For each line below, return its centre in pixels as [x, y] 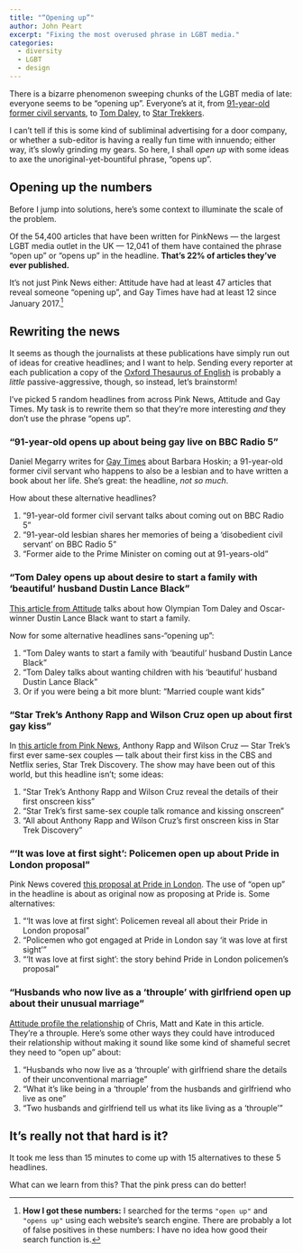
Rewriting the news [64, 332]
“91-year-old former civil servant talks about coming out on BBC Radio [153, 516]
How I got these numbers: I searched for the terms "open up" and [145, 1211]
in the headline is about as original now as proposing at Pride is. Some [140, 894]
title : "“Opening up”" [52, 18]
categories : [32, 43]
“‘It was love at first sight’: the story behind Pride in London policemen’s [155, 959]
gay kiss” [31, 725]
